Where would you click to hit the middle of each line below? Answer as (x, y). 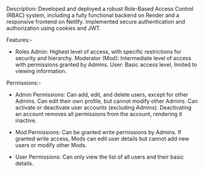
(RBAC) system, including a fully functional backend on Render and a (93, 15)
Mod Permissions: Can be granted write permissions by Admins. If (98, 132)
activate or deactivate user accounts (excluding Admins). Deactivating (103, 108)
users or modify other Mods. (51, 145)
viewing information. (41, 71)
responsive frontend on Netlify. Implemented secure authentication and (96, 22)
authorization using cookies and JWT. (54, 28)
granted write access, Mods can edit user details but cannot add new (102, 139)
